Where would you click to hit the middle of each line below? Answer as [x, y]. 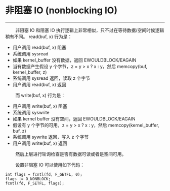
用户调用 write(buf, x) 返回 [40, 143]
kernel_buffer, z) [30, 72]
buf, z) [19, 131]
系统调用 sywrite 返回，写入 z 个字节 [51, 137]
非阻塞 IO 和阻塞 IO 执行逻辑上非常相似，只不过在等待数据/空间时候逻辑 [90, 30]
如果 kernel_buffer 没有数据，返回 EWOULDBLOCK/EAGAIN [74, 60]
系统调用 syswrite [31, 112]
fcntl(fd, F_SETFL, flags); [35, 183]
